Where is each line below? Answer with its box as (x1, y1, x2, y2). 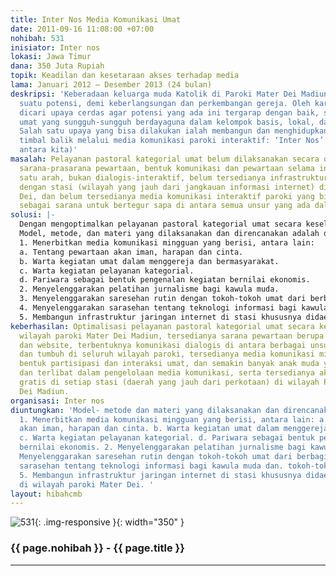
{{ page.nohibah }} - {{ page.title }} (10, 541, 185, 555)
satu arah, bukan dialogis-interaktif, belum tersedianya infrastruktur (19, 172, 329, 183)
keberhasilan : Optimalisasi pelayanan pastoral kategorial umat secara (10, 321, 315, 331)
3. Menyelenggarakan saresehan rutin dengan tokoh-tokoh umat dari (19, 294, 307, 304)
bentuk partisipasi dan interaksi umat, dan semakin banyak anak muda (19, 359, 320, 369)
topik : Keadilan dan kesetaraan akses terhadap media (10, 71, 240, 81)
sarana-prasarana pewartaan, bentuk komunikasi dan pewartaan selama (19, 163, 315, 173)
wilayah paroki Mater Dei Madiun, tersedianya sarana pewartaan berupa (19, 331, 325, 341)
